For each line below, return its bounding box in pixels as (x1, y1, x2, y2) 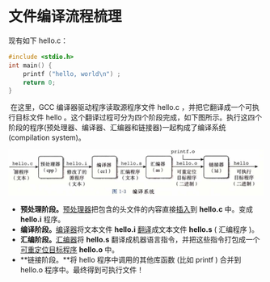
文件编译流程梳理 (8, 7, 123, 26)
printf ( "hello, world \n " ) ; (23, 69, 121, 78)
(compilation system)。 (8, 133, 86, 142)
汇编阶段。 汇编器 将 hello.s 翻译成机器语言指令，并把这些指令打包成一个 (19, 234, 260, 244)
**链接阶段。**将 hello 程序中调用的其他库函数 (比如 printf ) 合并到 (19, 255, 242, 264)
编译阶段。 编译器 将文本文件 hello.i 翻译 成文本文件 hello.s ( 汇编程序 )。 (19, 224, 259, 234)
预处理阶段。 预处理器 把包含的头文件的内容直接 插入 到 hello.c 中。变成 (19, 204, 253, 214)
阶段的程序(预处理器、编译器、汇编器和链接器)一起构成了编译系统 (8, 123, 226, 133)
